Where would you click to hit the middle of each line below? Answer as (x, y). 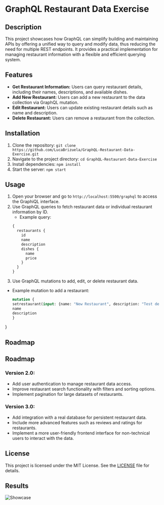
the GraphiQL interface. (36, 202)
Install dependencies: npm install (46, 164)
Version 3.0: (20, 407)
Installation (23, 133)
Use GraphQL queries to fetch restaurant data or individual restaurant (82, 207)
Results (17, 486)
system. (13, 59)
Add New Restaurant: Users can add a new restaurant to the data (79, 97)
